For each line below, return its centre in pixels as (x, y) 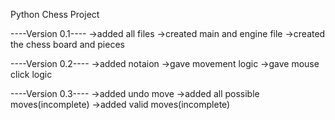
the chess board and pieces (67, 44)
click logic (31, 74)
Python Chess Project (55, 14)
